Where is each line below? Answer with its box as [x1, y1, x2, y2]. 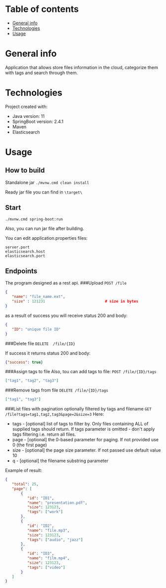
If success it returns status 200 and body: [5, 350, 91, 356]
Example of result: [5, 468, 42, 474]
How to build [5, 166, 45, 175]
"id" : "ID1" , [27, 495, 55, 500]
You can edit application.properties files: [5, 235, 88, 241]
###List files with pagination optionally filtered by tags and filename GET [5, 406, 152, 412]
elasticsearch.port [5, 253, 46, 258]
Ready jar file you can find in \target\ [5, 189, 83, 195]
